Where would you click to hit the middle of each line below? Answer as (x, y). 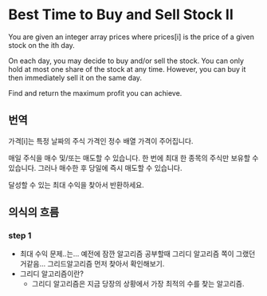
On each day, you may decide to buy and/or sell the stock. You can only (126, 61)
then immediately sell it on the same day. (75, 77)
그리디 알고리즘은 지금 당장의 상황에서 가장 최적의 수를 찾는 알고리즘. (138, 284)
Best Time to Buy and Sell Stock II (121, 15)
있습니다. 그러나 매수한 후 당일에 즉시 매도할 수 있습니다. (95, 168)
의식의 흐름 (34, 213)
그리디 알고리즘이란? (51, 274)
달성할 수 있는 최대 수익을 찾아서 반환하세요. (77, 184)
